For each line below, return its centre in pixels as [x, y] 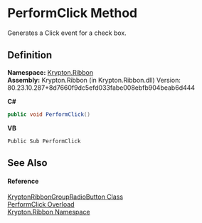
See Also [27, 163]
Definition [30, 55]
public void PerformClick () [49, 114]
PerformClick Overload [41, 204]
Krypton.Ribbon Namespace [49, 212]
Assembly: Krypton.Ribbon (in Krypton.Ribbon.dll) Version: [94, 80]
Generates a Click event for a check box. [67, 33]
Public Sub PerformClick [44, 141]
